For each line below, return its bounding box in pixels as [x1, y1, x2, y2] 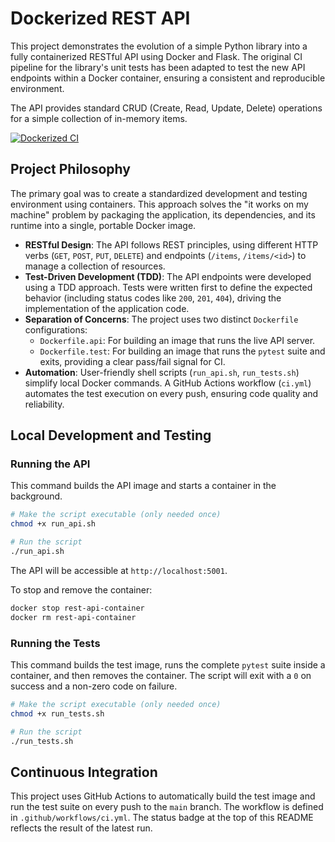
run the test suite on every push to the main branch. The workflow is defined [10, 801, 324, 813]
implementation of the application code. [24, 302, 190, 314]
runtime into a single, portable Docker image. [10, 219, 197, 231]
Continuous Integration [10, 763, 158, 781]
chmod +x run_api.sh [10, 519, 97, 529]
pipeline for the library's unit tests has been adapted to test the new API [10, 61, 306, 73]
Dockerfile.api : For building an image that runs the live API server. [39, 334, 316, 346]
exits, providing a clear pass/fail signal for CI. [39, 355, 226, 367]
